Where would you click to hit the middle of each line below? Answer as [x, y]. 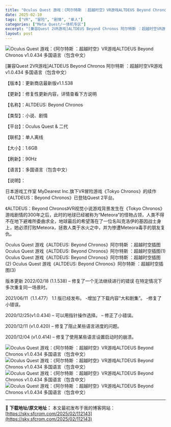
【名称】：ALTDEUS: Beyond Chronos [44, 105]
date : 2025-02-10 [24, 15]
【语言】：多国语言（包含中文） [38, 169]
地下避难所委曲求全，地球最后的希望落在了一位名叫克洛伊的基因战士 [85, 221]
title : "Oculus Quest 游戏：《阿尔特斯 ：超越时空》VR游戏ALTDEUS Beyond [78, 10]
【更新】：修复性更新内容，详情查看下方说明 [51, 94]
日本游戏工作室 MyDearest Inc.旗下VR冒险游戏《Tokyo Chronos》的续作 [81, 191]
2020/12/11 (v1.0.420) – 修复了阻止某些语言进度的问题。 [64, 326]
